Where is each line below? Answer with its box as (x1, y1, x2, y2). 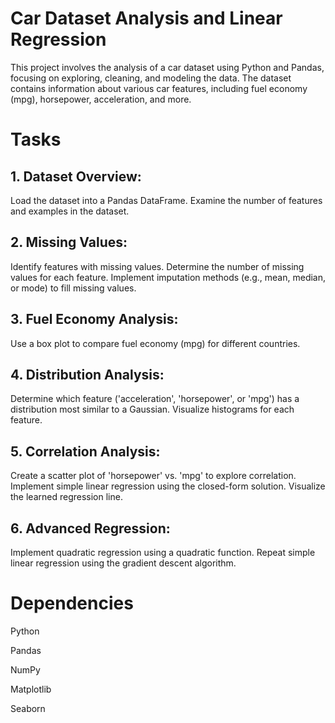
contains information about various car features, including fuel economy (10, 82, 308, 94)
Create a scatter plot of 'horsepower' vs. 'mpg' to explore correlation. (10, 470, 297, 482)
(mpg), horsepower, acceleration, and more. (10, 93, 192, 105)
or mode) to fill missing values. (10, 282, 137, 294)
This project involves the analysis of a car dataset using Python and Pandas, (10, 61, 325, 73)
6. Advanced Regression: (10, 520, 171, 537)
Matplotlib (10, 683, 52, 695)
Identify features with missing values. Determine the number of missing (10, 260, 305, 272)
